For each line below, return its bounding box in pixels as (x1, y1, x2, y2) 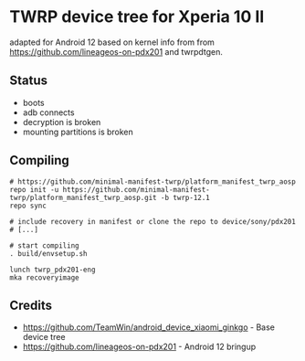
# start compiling (9, 240, 79, 250)
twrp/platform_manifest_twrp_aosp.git (9, 193, 157, 202)
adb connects (22, 107, 75, 118)
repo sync (9, 201, 47, 210)
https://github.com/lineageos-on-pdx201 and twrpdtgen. (9, 46, 224, 57)
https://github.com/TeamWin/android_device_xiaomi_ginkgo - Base (22, 322, 276, 333)
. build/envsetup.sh (9, 249, 89, 258)
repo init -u (9, 185, 59, 194)
